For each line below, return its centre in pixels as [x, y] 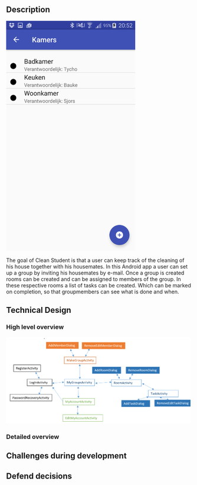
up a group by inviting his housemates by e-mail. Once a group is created [95, 273]
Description [28, 10]
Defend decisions [39, 476]
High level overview [35, 327]
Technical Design [39, 310]
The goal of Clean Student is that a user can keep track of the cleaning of [95, 260]
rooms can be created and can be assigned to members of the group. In [93, 279]
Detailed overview [33, 436]
